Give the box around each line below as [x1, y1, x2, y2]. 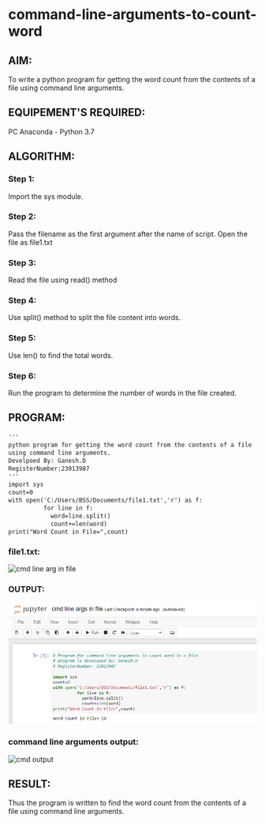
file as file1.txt [8, 237, 53, 246]
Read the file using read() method [8, 275, 118, 285]
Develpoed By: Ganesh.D [8, 457, 87, 465]
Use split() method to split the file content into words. [8, 313, 181, 322]
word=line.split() [50, 512, 111, 520]
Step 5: [8, 333, 37, 344]
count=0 [8, 488, 34, 496]
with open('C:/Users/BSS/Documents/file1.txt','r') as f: [8, 496, 203, 504]
